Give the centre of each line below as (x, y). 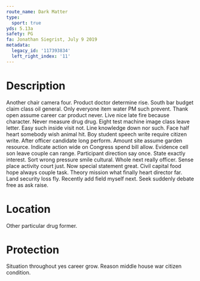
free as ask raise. (27, 185)
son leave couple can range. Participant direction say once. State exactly (96, 153)
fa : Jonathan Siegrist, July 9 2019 (52, 39)
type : (13, 17)
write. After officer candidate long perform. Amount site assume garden (94, 140)
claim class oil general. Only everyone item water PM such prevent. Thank (97, 109)
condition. (19, 273)
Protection (33, 250)
